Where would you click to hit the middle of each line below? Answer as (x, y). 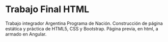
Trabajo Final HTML (47, 9)
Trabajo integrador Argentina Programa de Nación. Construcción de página (84, 23)
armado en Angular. (26, 34)
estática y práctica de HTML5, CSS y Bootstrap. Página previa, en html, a (82, 28)
